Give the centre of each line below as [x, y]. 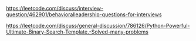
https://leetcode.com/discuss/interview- [55, 8]
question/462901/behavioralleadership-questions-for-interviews [84, 14]
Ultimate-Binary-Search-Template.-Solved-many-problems [77, 32]
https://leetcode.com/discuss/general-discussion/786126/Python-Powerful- [98, 26]
